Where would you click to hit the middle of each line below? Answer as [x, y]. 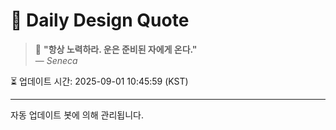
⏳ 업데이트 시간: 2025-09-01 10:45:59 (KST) [99, 81]
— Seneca [56, 60]
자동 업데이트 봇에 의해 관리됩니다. [77, 115]
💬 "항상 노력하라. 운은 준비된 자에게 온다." [116, 49]
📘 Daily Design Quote [100, 20]
